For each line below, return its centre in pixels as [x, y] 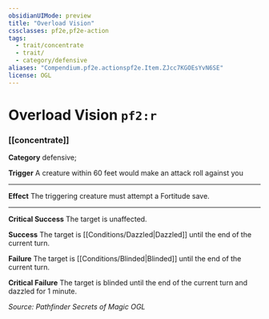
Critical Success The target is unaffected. [78, 219]
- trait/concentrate [50, 46]
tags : [17, 38]
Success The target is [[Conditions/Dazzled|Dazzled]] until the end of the [130, 235]
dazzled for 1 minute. [43, 291]
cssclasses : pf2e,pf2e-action [59, 30]
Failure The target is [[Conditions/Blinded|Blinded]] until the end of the [125, 259]
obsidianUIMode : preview [50, 16]
